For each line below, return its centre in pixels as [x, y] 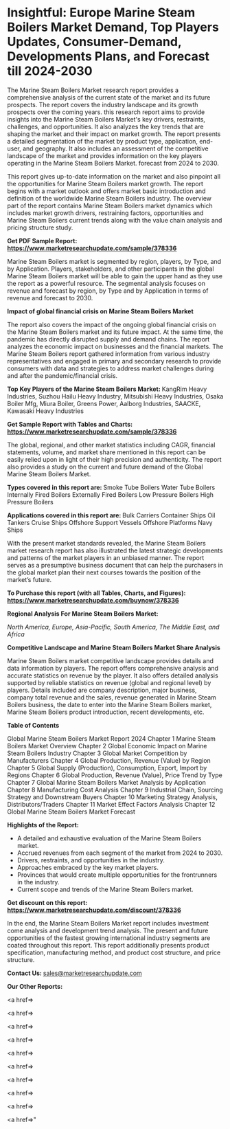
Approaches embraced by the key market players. [88, 867]
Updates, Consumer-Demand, [94, 42]
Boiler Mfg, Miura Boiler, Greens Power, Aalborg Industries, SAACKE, [104, 403]
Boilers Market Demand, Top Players [113, 27]
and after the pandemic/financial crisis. [62, 375]
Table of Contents [33, 725]
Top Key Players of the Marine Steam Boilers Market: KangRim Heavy [107, 389]
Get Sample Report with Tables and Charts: [70, 424]
